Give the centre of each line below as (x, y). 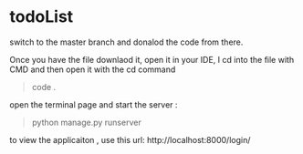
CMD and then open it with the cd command (93, 69)
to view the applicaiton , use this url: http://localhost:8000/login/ (130, 139)
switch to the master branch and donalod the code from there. (126, 42)
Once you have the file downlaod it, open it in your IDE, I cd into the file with (152, 59)
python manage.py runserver (86, 122)
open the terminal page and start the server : (94, 104)
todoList (42, 17)
